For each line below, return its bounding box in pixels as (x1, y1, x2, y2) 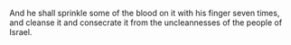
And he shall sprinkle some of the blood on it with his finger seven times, (9, 8, 280, 18)
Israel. (9, 27, 33, 37)
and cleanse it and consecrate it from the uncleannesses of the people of (9, 17, 283, 28)
